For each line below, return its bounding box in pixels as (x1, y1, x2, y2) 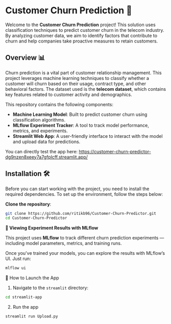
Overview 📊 (5, 53, 45, 62)
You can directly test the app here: (5, 148, 78, 154)
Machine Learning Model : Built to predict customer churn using (12, 111, 148, 117)
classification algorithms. (12, 116, 65, 123)
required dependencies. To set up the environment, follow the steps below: (5, 191, 163, 197)
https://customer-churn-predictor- (79, 148, 152, 154)
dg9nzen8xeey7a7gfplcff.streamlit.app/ (5, 154, 88, 160)
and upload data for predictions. (12, 138, 81, 145)
